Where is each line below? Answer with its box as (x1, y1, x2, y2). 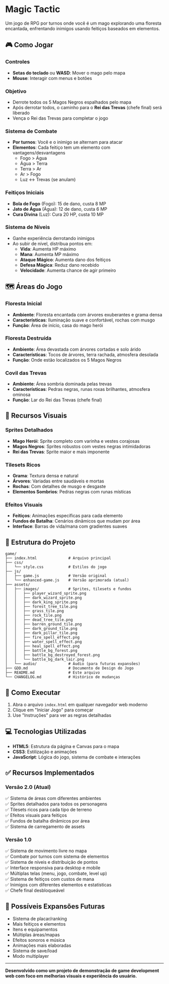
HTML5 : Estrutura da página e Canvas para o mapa (12, 743, 120, 749)
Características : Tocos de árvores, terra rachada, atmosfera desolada (12, 351, 158, 358)
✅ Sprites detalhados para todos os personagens (5, 801, 107, 807)
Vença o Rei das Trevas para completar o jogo (12, 115, 108, 121)
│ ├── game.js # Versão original (5, 573, 107, 579)
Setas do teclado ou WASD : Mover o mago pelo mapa (12, 69, 126, 76)
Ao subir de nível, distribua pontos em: (12, 240, 93, 247)
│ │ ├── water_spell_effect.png (5, 639, 82, 644)
